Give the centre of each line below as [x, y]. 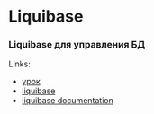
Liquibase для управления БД [77, 45]
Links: [19, 64]
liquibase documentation [67, 101]
